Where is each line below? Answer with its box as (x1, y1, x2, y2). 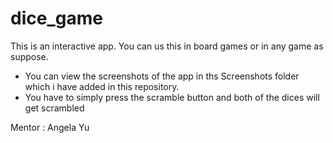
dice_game (10, 7, 103, 30)
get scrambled (24, 102, 85, 114)
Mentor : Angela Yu (10, 121, 90, 133)
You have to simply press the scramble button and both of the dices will (24, 91, 320, 103)
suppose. (10, 50, 49, 62)
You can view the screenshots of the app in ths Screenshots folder (24, 70, 300, 82)
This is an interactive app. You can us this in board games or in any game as (10, 40, 324, 52)
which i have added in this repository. (24, 80, 180, 92)
